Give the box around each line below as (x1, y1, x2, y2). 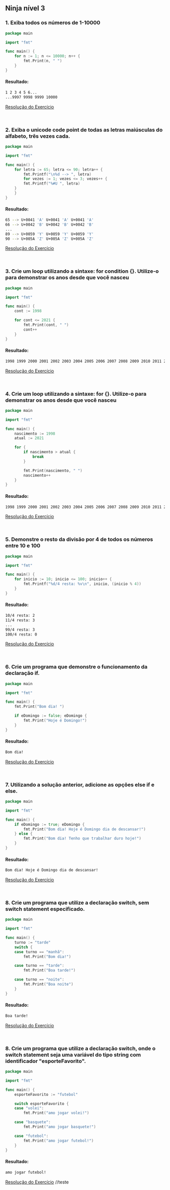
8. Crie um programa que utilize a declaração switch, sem (5, 899, 149, 906)
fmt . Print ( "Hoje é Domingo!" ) (23, 718, 87, 723)
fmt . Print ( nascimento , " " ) (23, 468, 82, 473)
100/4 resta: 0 (5, 632, 37, 637)
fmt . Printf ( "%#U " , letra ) (23, 181, 80, 186)
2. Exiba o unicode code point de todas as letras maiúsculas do (5, 126, 163, 133)
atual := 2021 (14, 436, 44, 441)
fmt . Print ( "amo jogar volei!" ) (23, 1111, 90, 1116)
